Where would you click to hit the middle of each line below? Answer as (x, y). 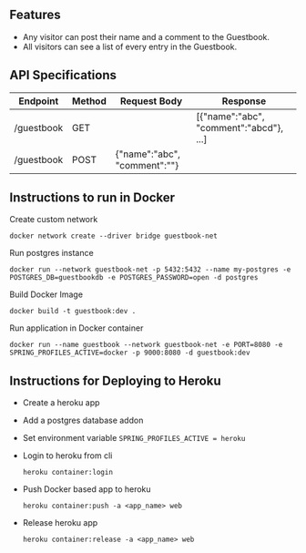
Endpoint (38, 101)
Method (89, 101)
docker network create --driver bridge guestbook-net (114, 236)
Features (35, 15)
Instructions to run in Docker (92, 198)
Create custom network (54, 220)
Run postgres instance (51, 253)
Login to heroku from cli (67, 456)
